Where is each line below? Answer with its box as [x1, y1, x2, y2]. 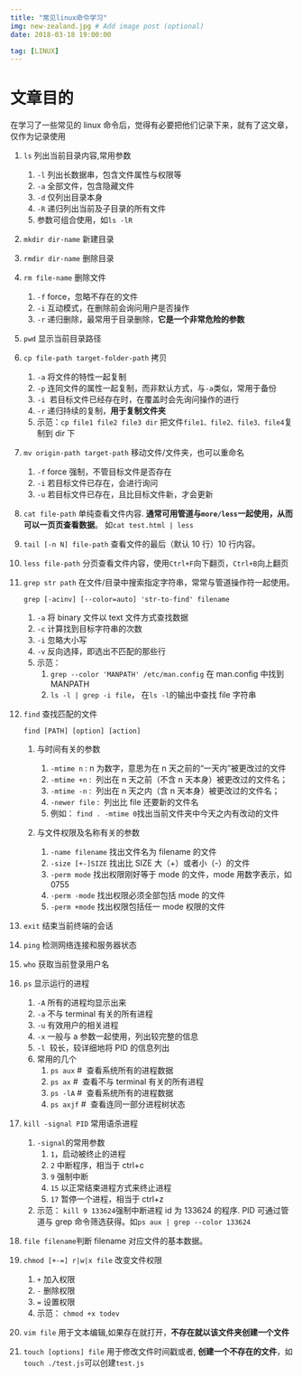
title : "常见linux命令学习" [10, 13, 107, 23]
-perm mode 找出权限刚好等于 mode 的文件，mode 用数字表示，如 [50, 869, 292, 880]
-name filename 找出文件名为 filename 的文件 [50, 847, 217, 857]
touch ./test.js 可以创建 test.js [23, 1357, 145, 1369]
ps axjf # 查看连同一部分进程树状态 [50, 1099, 186, 1110]
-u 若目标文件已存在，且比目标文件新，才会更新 [36, 489, 214, 500]
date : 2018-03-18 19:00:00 [10, 30, 112, 39]
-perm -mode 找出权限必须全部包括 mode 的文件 [50, 890, 226, 901]
